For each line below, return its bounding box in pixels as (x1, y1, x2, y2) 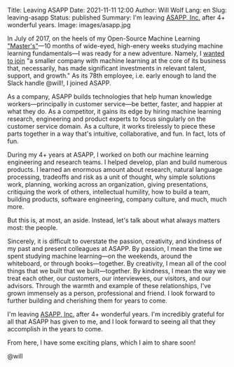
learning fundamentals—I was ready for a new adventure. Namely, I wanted (7, 49, 225, 57)
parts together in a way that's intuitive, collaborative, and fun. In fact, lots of (7, 129, 226, 138)
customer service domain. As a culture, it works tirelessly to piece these (7, 122, 216, 130)
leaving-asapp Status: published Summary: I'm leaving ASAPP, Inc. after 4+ (7, 13, 226, 22)
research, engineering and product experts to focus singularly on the (7, 115, 207, 123)
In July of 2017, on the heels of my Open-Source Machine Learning (7, 34, 201, 43)
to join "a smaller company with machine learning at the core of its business (7, 57, 226, 65)
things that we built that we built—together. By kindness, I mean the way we (7, 267, 226, 275)
